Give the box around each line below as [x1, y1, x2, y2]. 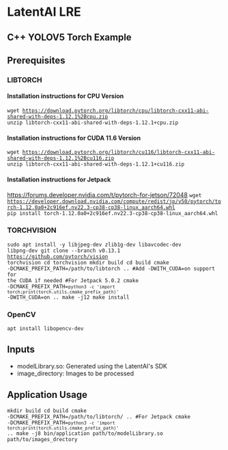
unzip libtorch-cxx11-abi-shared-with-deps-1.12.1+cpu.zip [7, 119, 179, 127]
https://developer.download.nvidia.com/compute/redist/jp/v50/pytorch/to [7, 198, 222, 205]
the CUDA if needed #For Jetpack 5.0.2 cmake [7, 277, 139, 284]
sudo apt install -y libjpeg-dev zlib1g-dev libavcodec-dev [7, 241, 182, 248]
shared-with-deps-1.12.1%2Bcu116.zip [7, 155, 115, 162]
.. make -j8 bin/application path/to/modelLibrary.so [7, 429, 164, 437]
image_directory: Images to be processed [16, 369, 134, 377]
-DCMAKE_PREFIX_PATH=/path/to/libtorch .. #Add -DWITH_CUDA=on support [7, 265, 215, 272]
